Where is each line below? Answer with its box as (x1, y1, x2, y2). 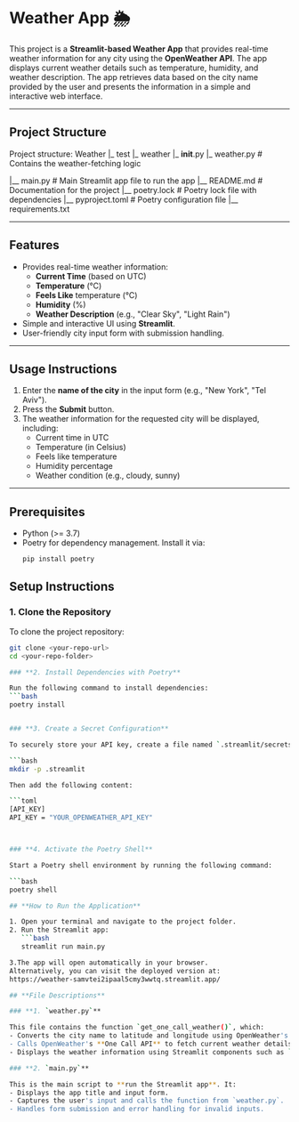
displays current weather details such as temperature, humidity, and (9, 62, 259, 73)
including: (21, 423, 59, 433)
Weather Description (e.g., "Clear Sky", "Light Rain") (35, 309, 230, 319)
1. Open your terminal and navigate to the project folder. (9, 917, 238, 926)
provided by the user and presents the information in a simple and (9, 81, 251, 92)
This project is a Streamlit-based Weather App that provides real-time (9, 43, 269, 54)
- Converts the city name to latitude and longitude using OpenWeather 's (9, 1031, 289, 1040)
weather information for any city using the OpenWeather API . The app (9, 52, 268, 63)
